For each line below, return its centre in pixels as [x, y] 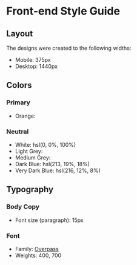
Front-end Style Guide [63, 11]
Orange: [25, 116]
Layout [20, 34]
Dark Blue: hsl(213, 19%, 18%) [52, 164]
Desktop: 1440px [36, 66]
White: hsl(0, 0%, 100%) [45, 144]
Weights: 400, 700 [38, 255]
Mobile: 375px [33, 60]
